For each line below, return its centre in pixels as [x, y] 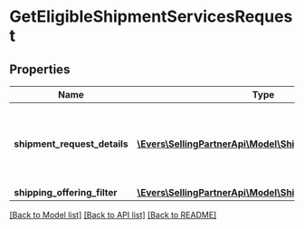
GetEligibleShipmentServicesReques [151, 17]
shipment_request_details [71, 144]
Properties [40, 69]
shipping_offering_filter [66, 192]
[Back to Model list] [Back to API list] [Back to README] [113, 215]
